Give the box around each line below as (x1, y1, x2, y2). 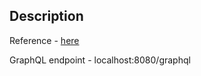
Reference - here (9, 34, 80, 46)
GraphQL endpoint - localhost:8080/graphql (9, 54, 191, 66)
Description (9, 8, 84, 25)
